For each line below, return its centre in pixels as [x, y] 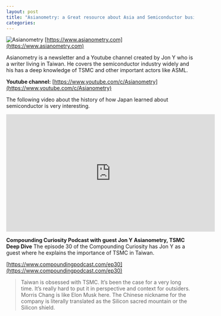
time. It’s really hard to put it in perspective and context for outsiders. [105, 289]
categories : [21, 23]
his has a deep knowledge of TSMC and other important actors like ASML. [97, 70]
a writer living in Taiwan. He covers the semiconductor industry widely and [98, 64]
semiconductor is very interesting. [48, 106]
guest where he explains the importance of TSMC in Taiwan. [80, 253]
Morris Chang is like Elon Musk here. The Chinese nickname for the [103, 295]
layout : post [22, 12]
